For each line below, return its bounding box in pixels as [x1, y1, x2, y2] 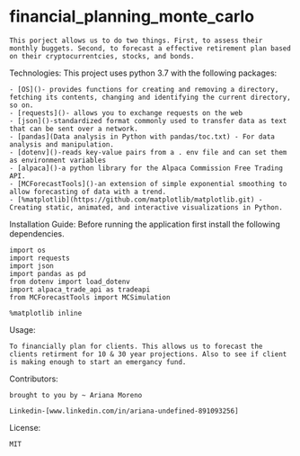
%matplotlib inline [9, 308, 83, 317]
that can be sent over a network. [9, 124, 139, 133]
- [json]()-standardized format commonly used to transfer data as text [9, 116, 287, 125]
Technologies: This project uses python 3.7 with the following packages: [9, 67, 278, 78]
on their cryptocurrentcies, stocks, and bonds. [9, 51, 195, 60]
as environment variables [9, 156, 106, 165]
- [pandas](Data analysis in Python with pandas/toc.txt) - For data [9, 132, 276, 141]
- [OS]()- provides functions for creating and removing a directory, [9, 85, 279, 94]
